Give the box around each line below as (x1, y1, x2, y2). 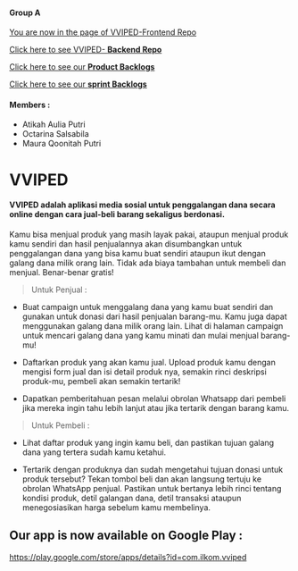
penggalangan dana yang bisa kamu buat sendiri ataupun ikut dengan (9, 248, 266, 258)
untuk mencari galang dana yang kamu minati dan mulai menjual (21, 330, 259, 340)
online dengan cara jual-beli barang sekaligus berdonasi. (9, 209, 226, 220)
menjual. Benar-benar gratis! (9, 266, 114, 277)
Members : (9, 99, 51, 110)
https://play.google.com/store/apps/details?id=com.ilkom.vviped (9, 551, 247, 562)
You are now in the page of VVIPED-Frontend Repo (9, 27, 197, 38)
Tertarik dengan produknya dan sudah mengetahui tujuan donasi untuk (21, 464, 284, 474)
